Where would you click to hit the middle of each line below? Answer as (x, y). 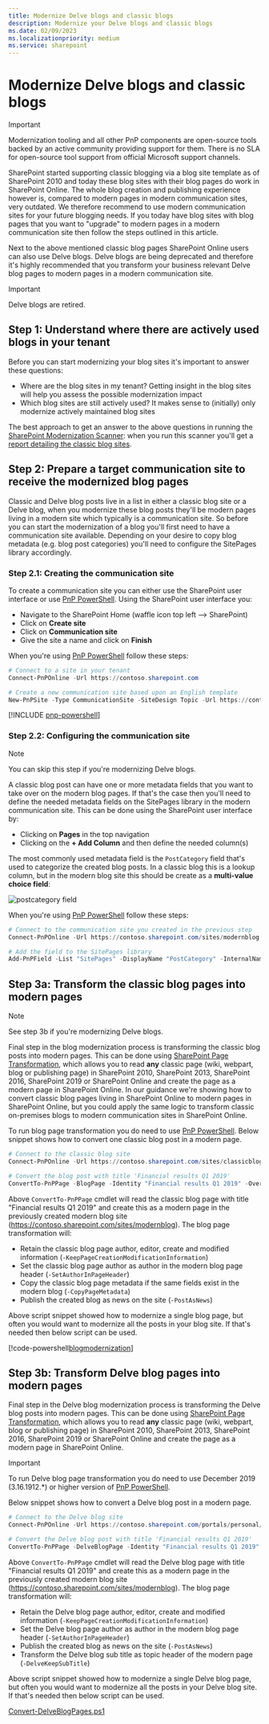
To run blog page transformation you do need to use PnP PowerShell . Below (133, 1131)
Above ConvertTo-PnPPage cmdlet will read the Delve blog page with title (127, 1562)
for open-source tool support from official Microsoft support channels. (124, 157)
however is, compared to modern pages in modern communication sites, (128, 198)
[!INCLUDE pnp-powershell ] (54, 715)
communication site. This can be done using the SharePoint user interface (130, 810)
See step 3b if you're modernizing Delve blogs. (86, 1031)
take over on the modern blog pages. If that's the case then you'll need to (129, 793)
